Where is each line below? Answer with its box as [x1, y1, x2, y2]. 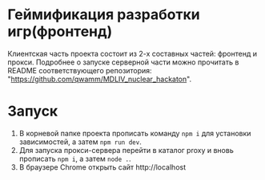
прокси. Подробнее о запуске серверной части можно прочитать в [7, 57, 239, 67]
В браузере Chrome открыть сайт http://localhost [18, 162, 187, 172]
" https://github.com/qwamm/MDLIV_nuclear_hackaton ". [7, 74, 192, 84]
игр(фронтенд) [7, 22, 113, 41]
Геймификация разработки [7, 6, 201, 24]
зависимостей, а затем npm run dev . [18, 137, 142, 147]
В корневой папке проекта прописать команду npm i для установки [18, 128, 251, 138]
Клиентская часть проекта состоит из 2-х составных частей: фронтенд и [7, 49, 258, 58]
